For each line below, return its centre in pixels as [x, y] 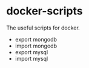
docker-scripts [44, 11]
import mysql [31, 58]
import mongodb [36, 46]
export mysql [31, 52]
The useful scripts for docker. [43, 28]
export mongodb [36, 39]
